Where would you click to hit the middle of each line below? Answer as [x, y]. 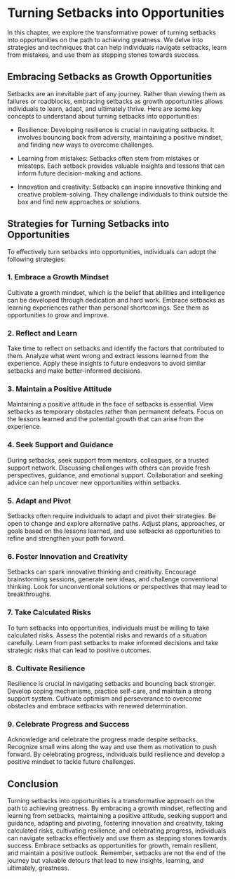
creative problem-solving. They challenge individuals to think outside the [122, 194]
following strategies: [36, 259]
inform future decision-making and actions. [80, 173]
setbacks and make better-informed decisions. [75, 371]
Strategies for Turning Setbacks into [88, 224]
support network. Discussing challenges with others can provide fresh [109, 468]
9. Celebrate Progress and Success [68, 724]
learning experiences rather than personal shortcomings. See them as [108, 308]
